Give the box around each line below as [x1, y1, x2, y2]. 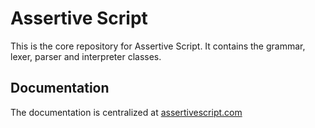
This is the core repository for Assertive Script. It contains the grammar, [10, 40, 306, 52]
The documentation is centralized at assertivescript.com [10, 106, 243, 118]
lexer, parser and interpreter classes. [10, 50, 162, 62]
